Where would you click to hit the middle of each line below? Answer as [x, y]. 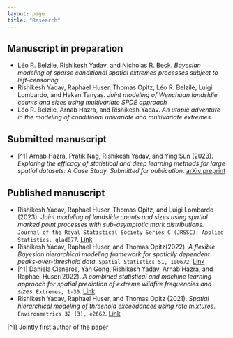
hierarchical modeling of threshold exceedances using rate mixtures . [116, 306]
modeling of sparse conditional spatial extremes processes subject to [118, 73]
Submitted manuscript [57, 139]
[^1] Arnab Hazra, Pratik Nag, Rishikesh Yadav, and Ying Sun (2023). [115, 156]
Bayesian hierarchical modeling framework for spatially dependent [114, 254]
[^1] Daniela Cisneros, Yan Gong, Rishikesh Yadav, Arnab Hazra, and [115, 269]
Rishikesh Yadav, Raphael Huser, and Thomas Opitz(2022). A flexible [116, 247]
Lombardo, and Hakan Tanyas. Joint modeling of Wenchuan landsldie [118, 95]
